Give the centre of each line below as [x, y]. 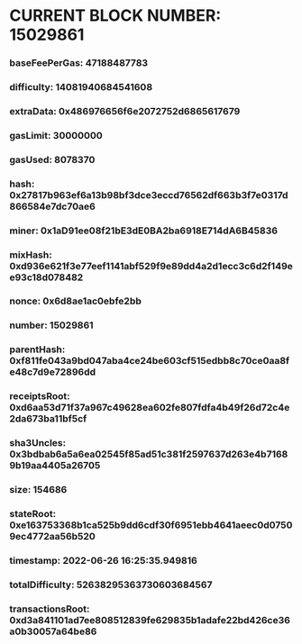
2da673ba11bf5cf [48, 419]
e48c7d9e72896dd [53, 372]
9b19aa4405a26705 [55, 466]
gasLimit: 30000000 [56, 135]
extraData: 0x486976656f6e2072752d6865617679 [125, 111]
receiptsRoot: [40, 396]
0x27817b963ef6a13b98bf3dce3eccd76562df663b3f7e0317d [149, 195]
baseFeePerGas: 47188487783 [79, 63]
